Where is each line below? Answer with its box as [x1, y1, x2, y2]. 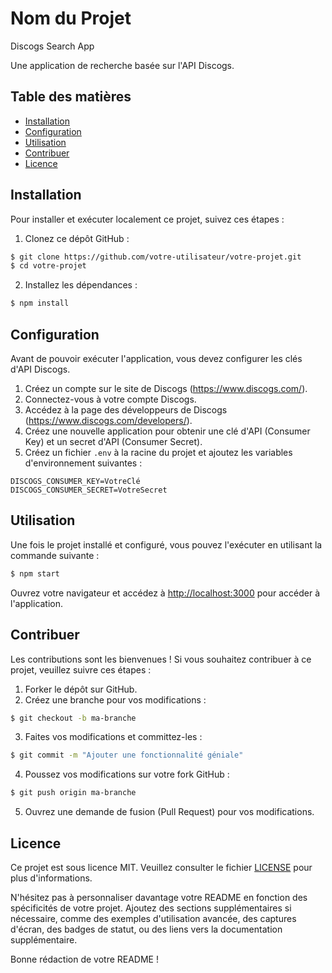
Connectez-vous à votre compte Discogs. [24, 393, 197, 405]
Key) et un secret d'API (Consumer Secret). [24, 436, 203, 447]
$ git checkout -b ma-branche [10, 713, 137, 723]
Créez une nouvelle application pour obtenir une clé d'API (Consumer [24, 425, 311, 437]
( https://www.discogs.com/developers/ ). [24, 415, 193, 426]
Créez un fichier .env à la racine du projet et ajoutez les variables [24, 447, 293, 458]
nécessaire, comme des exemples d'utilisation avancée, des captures [10, 912, 297, 924]
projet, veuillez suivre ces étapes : [10, 663, 152, 676]
